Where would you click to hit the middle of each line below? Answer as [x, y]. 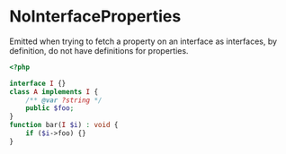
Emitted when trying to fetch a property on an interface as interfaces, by [143, 41]
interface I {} [38, 83]
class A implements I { [54, 91]
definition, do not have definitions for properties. [99, 50]
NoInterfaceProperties [95, 17]
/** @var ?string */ [64, 100]
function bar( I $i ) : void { [64, 125]
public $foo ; [50, 108]
